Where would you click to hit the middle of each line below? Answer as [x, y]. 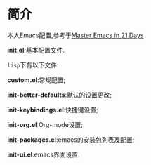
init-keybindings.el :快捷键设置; [53, 110]
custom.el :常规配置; [37, 80]
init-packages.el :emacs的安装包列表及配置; [71, 139]
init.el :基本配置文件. [36, 50]
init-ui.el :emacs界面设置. [44, 154]
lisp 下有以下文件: [33, 65]
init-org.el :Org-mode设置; [45, 124]
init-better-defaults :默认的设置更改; [60, 95]
